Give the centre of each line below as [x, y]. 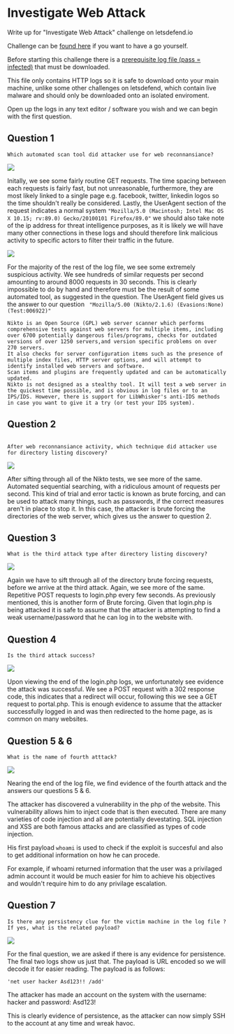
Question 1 [31, 138]
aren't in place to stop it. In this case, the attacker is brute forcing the [107, 509]
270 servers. [26, 347]
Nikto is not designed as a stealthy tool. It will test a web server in [117, 384]
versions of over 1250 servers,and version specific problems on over [112, 341]
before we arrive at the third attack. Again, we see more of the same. [106, 588]
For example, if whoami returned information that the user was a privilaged [115, 869]
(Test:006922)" [29, 311]
